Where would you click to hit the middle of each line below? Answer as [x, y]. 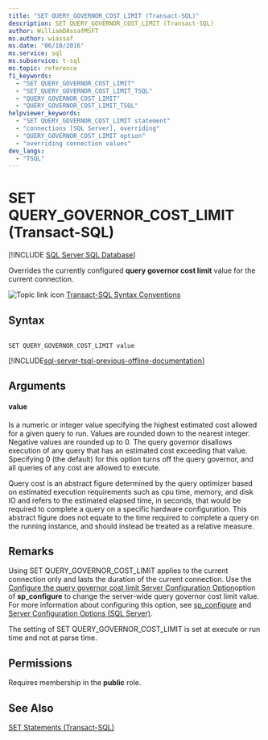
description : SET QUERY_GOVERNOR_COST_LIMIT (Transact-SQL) [111, 23]
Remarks [31, 551]
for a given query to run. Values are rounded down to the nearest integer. [130, 433]
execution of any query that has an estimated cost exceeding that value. [128, 450]
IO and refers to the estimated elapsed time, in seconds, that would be [125, 500]
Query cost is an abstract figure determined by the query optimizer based [131, 483]
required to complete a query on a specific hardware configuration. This [128, 508]
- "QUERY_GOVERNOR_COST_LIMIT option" [81, 136]
